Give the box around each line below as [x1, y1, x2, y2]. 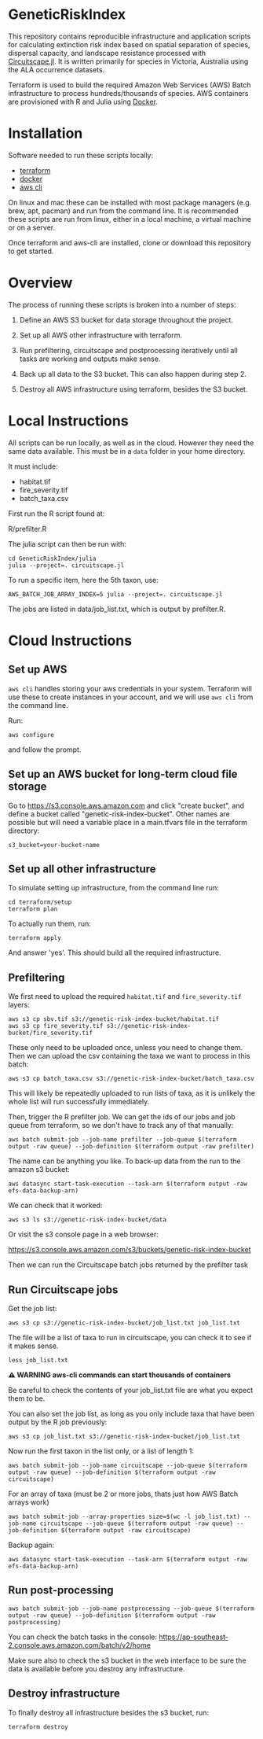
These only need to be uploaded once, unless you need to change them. [8, 1043, 243, 1052]
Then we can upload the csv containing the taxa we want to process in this [8, 1052, 250, 1061]
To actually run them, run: [8, 919, 92, 929]
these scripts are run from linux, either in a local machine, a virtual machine [8, 214, 251, 223]
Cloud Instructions [8, 632, 132, 650]
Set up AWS [8, 663, 68, 676]
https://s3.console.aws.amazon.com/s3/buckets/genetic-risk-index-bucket [8, 1245, 251, 1255]
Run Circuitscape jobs [8, 1283, 119, 1296]
